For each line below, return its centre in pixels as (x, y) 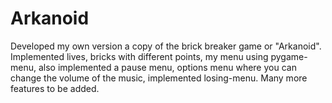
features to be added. (55, 88)
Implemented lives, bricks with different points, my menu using (139, 56)
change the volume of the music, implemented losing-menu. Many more (159, 78)
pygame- (289, 56)
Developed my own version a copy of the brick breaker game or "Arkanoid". (166, 46)
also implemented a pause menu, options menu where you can (167, 67)
